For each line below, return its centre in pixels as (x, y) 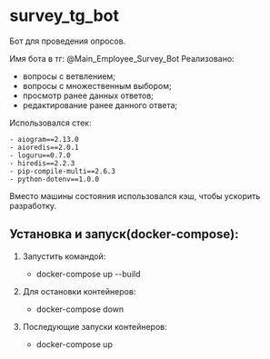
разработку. (33, 205)
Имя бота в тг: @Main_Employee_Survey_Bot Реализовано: (122, 58)
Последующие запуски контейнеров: (95, 326)
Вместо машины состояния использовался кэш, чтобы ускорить (135, 195)
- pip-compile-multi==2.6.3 (63, 171)
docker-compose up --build (88, 274)
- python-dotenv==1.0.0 (55, 179)
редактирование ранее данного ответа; (100, 105)
